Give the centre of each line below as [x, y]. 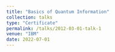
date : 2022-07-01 [28, 39]
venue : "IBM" [23, 34]
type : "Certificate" [32, 23]
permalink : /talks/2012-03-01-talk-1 [54, 28]
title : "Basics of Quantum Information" [58, 12]
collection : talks [29, 17]
